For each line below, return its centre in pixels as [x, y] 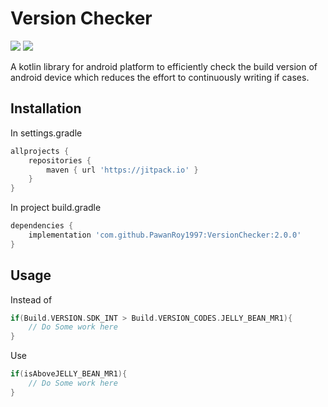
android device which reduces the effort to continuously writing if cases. [160, 77]
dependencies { [42, 226]
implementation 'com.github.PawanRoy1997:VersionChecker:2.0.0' [165, 235]
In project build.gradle [56, 208]
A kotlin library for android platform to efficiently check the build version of [164, 66]
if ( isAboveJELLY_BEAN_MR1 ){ [69, 374]
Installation [46, 108]
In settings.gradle [46, 133]
